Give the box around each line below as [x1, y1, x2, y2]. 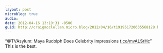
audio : [5, 16, 18, 21]
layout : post [5, 7, 32, 12]
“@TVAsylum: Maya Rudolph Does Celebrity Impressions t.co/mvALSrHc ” [5, 38, 152, 44]
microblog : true [5, 12, 38, 16]
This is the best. [5, 43, 37, 49]
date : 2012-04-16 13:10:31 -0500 [5, 20, 73, 26]
